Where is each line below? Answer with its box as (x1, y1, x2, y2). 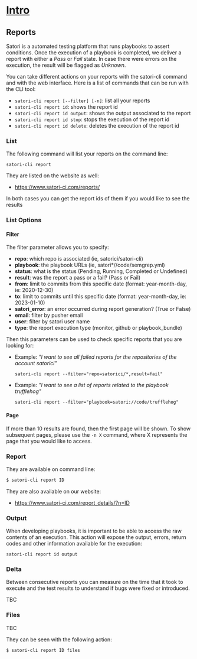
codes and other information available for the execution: (6, 540, 143, 547)
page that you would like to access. (6, 437, 93, 444)
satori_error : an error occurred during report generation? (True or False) (14, 306, 191, 313)
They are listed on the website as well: (6, 172, 99, 179)
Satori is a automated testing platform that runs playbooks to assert (6, 43, 170, 50)
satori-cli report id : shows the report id (14, 103, 118, 110)
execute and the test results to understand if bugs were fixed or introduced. (6, 585, 190, 592)
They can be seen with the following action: (6, 636, 112, 643)
